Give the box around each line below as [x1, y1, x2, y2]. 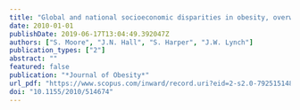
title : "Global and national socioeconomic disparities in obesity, [9, 12, 270, 22]
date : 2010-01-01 [9, 21, 74, 30]
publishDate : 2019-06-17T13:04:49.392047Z [9, 29, 170, 38]
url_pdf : [9, 79, 42, 88]
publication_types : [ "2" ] [9, 46, 105, 55]
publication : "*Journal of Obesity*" [9, 71, 150, 80]
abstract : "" [9, 54, 58, 63]
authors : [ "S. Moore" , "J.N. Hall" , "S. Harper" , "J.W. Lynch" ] [9, 37, 254, 47]
